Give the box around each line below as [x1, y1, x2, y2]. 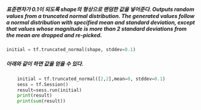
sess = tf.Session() [17, 81, 69, 87]
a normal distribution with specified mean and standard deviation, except [6, 19, 196, 26]
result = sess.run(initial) [17, 87, 82, 93]
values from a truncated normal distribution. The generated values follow [6, 12, 195, 19]
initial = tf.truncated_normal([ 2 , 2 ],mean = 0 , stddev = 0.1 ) [17, 76, 165, 82]
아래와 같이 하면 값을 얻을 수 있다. [6, 60, 84, 67]
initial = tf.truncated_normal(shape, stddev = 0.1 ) [6, 46, 136, 52]
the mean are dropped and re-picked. [6, 31, 102, 38]
